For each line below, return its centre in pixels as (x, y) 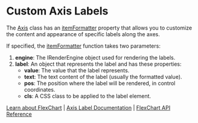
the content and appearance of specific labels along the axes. (83, 34)
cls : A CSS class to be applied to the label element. (88, 96)
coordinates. (40, 89)
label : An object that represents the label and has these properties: (98, 64)
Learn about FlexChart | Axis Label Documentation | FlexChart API (88, 107)
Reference (19, 114)
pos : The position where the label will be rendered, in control (100, 83)
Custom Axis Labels (57, 11)
